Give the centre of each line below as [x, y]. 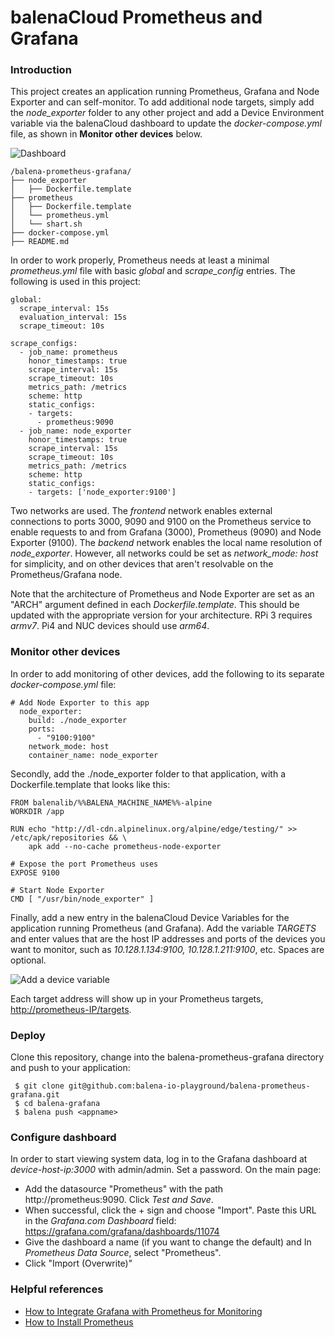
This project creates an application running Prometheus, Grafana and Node [165, 92]
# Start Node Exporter [57, 890]
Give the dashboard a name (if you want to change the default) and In [168, 1242]
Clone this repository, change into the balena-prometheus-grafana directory [167, 1057]
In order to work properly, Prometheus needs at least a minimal [140, 260]
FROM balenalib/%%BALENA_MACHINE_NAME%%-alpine [111, 802]
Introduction [41, 70]
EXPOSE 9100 [35, 872]
